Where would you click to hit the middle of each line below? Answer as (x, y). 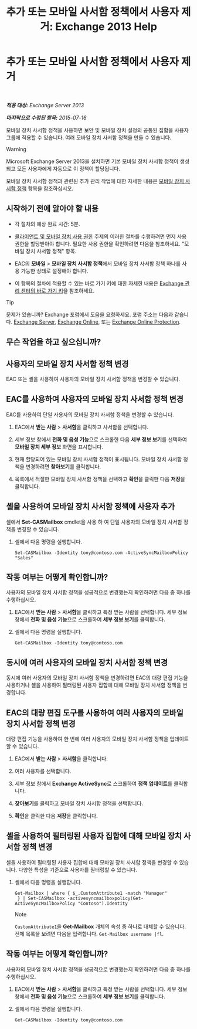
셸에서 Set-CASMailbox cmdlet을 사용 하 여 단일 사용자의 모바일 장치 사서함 (94, 522)
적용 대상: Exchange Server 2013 (45, 105)
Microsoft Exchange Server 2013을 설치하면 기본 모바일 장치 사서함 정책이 (92, 161)
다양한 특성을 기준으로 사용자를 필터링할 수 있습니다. (78, 870)
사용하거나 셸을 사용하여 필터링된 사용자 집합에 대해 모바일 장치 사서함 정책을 (94, 685)
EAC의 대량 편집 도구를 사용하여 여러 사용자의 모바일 (95, 713)
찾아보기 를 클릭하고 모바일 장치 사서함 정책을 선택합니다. (79, 803)
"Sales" (24, 558)
